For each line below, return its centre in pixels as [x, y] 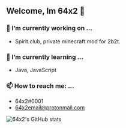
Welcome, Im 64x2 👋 [46, 11]
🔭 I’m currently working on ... [49, 28]
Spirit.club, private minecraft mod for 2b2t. [68, 41]
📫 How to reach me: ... [40, 86]
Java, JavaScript [36, 70]
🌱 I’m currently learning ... [45, 56]
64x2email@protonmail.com [50, 108]
